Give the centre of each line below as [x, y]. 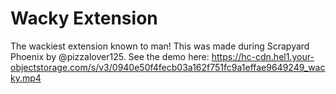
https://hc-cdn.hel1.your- [263, 56]
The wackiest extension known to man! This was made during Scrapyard [160, 46]
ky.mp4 [26, 78]
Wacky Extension [84, 18]
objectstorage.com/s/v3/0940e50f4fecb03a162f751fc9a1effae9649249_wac [168, 67]
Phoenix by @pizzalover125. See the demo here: [110, 56]
